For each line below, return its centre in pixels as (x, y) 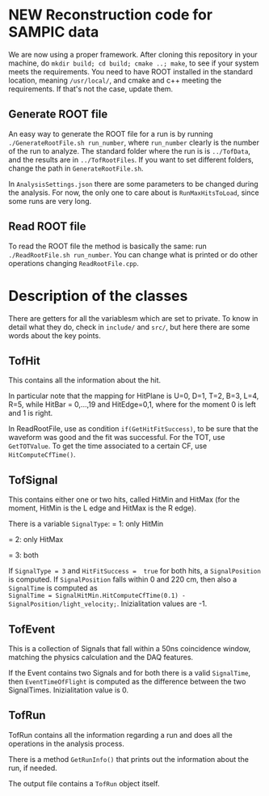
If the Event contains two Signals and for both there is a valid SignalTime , (130, 672)
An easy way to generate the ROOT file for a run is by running (111, 133)
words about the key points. (55, 335)
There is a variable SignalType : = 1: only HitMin (86, 524)
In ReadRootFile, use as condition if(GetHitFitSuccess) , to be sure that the (133, 429)
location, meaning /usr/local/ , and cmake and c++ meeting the (115, 80)
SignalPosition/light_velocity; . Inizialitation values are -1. (108, 603)
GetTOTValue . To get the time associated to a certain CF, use (108, 446)
